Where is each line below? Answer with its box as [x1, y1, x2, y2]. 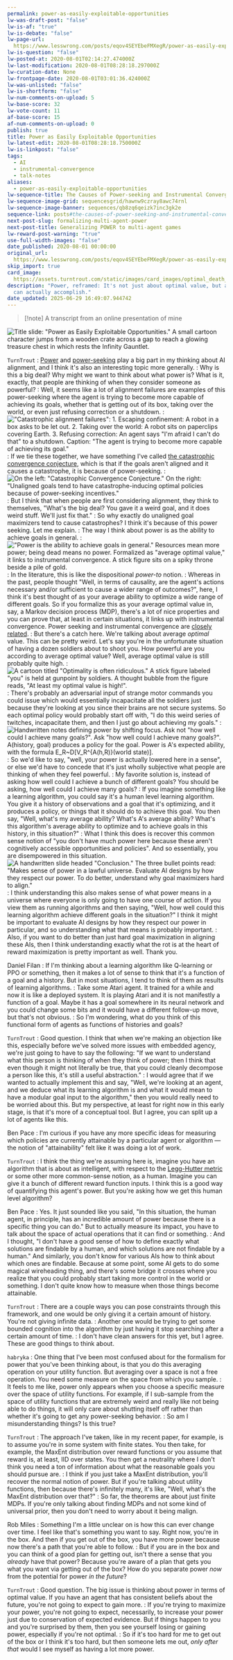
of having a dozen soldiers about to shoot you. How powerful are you [7, 645, 205, 653]
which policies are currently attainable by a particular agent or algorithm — [7, 1136, 221, 1145]
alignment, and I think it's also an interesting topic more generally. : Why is [7, 363, 220, 372]
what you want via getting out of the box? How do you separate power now [7, 1565, 222, 1574]
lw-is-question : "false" [7, 49, 79, 56]
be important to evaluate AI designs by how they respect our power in [7, 918, 207, 927]
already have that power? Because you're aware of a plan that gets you [7, 1558, 212, 1566]
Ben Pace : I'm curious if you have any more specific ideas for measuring [7, 1129, 216, 1137]
